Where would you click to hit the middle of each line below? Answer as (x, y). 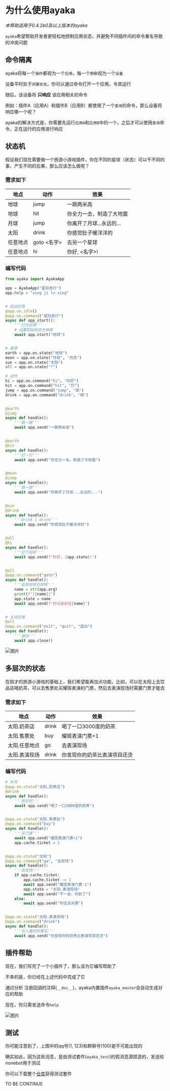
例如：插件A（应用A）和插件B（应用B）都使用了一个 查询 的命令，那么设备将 (84, 105)
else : (20, 899)
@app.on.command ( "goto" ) (31, 575)
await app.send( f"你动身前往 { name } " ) (52, 603)
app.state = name (33, 599)
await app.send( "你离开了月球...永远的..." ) (58, 492)
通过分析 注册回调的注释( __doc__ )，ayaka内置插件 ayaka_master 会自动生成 (82, 987)
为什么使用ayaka (40, 10)
